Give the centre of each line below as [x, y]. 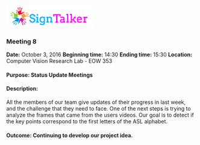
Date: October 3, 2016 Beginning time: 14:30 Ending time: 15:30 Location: [99, 55]
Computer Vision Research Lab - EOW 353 [59, 61]
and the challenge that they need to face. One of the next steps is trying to [98, 109]
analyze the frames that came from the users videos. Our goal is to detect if [100, 115]
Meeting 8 [22, 41]
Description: [22, 89]
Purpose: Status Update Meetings [50, 75]
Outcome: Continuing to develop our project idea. [70, 135]
